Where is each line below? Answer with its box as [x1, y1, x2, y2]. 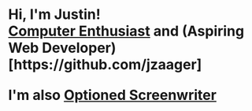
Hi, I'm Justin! [8, 6, 101, 24]
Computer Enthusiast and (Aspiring [8, 22, 245, 40]
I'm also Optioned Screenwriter [8, 87, 217, 104]
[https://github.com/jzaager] [8, 56, 202, 74]
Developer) [42, 39, 117, 57]
